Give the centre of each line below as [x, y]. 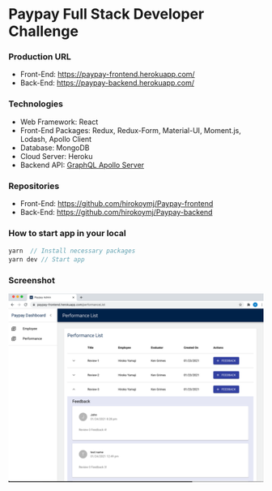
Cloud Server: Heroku [56, 156]
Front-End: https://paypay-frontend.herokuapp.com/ [108, 75]
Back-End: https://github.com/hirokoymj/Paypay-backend [116, 213]
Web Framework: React [59, 122]
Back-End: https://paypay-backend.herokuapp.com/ [107, 83]
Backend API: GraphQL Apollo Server [82, 165]
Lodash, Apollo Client [55, 139]
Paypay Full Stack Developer [106, 14]
